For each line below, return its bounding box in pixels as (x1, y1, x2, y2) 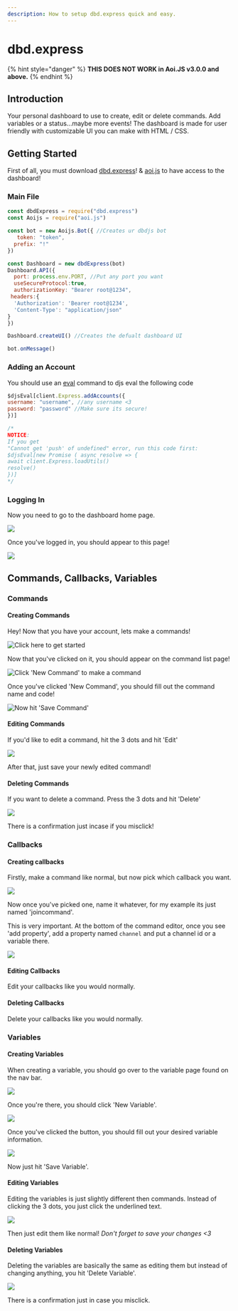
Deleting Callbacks (7, 998, 65, 1008)
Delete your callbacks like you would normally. (7, 1014, 144, 1023)
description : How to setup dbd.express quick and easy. (7, 10, 176, 18)
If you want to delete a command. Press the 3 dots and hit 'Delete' (7, 795, 201, 803)
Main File (7, 192, 40, 202)
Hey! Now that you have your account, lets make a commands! (7, 627, 190, 635)
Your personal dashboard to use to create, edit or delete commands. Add (7, 112, 222, 120)
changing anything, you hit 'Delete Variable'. (7, 1269, 136, 1278)
